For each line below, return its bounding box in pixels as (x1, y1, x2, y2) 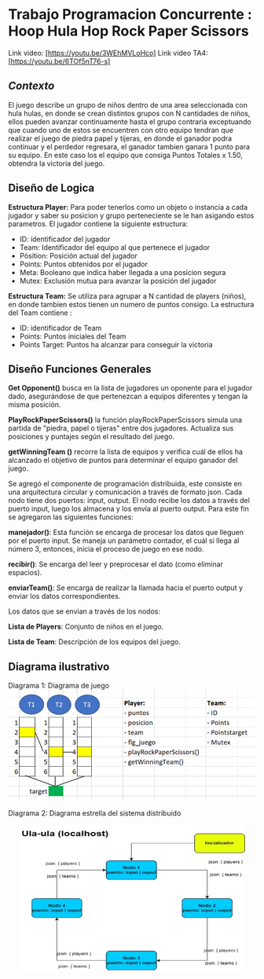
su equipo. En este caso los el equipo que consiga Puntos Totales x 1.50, (8, 150, 244, 159)
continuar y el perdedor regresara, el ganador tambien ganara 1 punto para (8, 141, 250, 151)
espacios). (8, 568, 42, 577)
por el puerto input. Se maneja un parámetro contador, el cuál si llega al (8, 536, 240, 545)
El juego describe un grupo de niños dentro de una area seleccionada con (8, 100, 247, 109)
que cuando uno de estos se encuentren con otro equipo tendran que (8, 125, 234, 134)
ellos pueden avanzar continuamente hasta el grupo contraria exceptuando (8, 116, 251, 126)
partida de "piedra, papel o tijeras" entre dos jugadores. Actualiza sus (8, 423, 234, 433)
